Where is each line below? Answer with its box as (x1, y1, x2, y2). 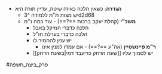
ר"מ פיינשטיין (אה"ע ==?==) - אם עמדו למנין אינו (41, 43, 157, 50)
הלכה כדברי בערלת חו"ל (32, 30, 88, 38)
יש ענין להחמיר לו (32, 37, 72, 44)
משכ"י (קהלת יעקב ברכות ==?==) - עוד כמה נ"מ (23, 18, 136, 24)
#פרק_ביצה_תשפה (6, 61, 48, 68)
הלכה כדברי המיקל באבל (32, 24, 89, 31)
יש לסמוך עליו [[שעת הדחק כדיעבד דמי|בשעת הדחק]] (32, 50, 154, 56)
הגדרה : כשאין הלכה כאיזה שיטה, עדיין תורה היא (14, 5, 122, 12)
